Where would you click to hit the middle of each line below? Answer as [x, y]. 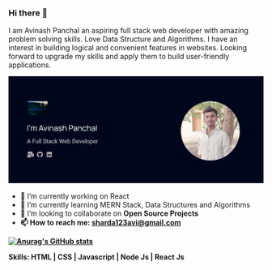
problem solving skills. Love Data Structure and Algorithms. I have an [123, 39]
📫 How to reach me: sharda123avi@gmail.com [100, 222]
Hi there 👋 [28, 13]
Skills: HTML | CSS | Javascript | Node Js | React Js [96, 257]
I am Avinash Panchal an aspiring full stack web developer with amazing [129, 31]
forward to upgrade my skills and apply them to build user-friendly [119, 57]
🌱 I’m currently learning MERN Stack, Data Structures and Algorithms [135, 204]
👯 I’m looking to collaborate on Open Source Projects [109, 213]
